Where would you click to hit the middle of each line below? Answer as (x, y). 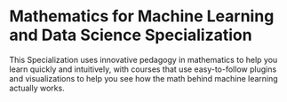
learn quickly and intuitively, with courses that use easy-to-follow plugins (143, 69)
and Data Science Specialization (131, 35)
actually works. (37, 88)
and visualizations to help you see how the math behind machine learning (143, 78)
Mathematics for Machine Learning (142, 16)
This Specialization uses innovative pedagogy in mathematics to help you (143, 59)
